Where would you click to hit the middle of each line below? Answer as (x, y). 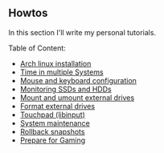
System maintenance (55, 123)
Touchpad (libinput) (53, 115)
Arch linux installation (55, 63)
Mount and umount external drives (77, 97)
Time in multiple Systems (61, 72)
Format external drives (57, 106)
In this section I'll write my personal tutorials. (82, 32)
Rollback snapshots (52, 131)
